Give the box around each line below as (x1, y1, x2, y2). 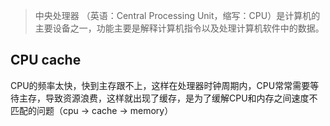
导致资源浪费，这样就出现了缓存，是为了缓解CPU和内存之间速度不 (44, 92, 318, 104)
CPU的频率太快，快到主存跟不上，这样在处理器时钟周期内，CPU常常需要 (10, 79, 311, 91)
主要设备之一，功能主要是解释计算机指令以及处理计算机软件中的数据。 (34, 22, 325, 34)
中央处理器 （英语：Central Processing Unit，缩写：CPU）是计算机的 (34, 10, 321, 21)
